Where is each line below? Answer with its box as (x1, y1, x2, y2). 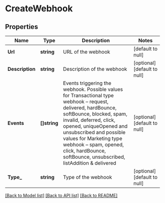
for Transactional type (63, 92, 114, 99)
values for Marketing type (63, 135, 123, 142)
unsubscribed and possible (63, 129, 126, 136)
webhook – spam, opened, (63, 141, 124, 148)
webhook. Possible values (63, 86, 123, 92)
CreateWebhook (5, 3, 73, 14)
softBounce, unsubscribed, (63, 153, 125, 160)
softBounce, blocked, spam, (63, 111, 128, 117)
